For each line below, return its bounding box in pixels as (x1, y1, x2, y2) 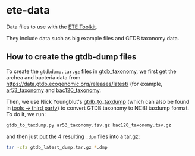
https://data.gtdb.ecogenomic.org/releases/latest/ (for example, (6, 80, 163, 87)
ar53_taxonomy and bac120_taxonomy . (6, 87, 102, 94)
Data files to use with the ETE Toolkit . (6, 23, 97, 30)
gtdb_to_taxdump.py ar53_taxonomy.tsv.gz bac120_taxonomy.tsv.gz (6, 122, 171, 128)
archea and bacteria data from (6, 74, 81, 81)
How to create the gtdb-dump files (6, 52, 137, 62)
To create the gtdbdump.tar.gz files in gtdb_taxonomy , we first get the (6, 68, 177, 75)
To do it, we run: (6, 110, 46, 117)
